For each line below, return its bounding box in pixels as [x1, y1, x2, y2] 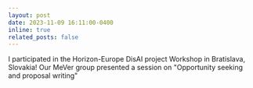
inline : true [8, 26, 51, 33]
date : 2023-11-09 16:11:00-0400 [8, 19, 114, 26]
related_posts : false [8, 33, 79, 41]
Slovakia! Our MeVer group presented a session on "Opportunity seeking [8, 63, 243, 72]
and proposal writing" [8, 71, 78, 80]
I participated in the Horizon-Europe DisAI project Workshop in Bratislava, [8, 55, 245, 64]
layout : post [8, 11, 51, 19]
